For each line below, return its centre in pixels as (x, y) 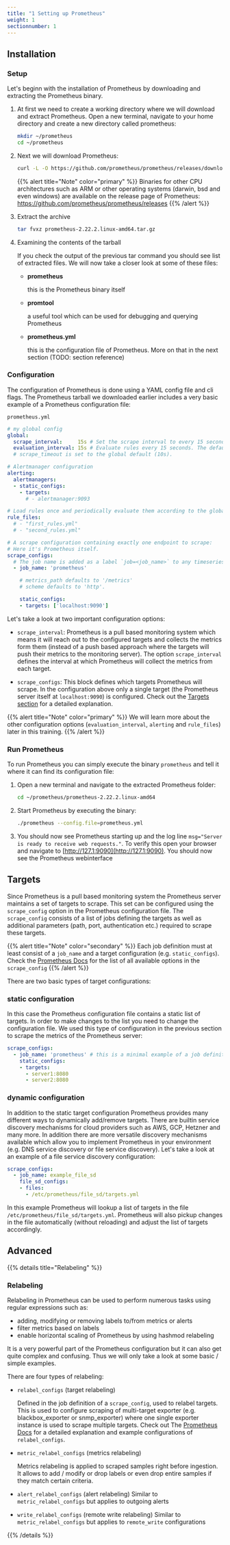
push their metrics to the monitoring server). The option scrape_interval (119, 654)
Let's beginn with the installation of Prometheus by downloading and (104, 89)
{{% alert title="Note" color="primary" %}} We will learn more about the (108, 717)
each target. (34, 668)
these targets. (27, 932)
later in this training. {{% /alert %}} (56, 731)
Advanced (30, 1251)
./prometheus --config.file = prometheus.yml (80, 823)
